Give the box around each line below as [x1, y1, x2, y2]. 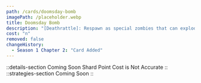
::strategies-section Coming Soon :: [6, 69, 94, 77]
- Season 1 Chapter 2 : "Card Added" [11, 47, 103, 53]
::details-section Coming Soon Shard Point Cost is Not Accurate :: [6, 63, 168, 71]
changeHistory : [6, 42, 44, 48]
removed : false [6, 36, 44, 42]
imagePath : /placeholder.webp [6, 14, 82, 20]
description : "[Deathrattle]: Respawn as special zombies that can [6, 25, 178, 31]
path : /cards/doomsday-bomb [6, 8, 77, 15]
